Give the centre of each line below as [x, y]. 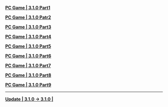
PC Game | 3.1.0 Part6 [28, 56]
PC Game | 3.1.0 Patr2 [28, 17]
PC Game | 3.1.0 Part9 [28, 85]
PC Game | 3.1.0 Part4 [28, 37]
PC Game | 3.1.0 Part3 [28, 27]
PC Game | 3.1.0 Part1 [28, 8]
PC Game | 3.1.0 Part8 [28, 75]
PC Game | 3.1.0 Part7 [28, 65]
